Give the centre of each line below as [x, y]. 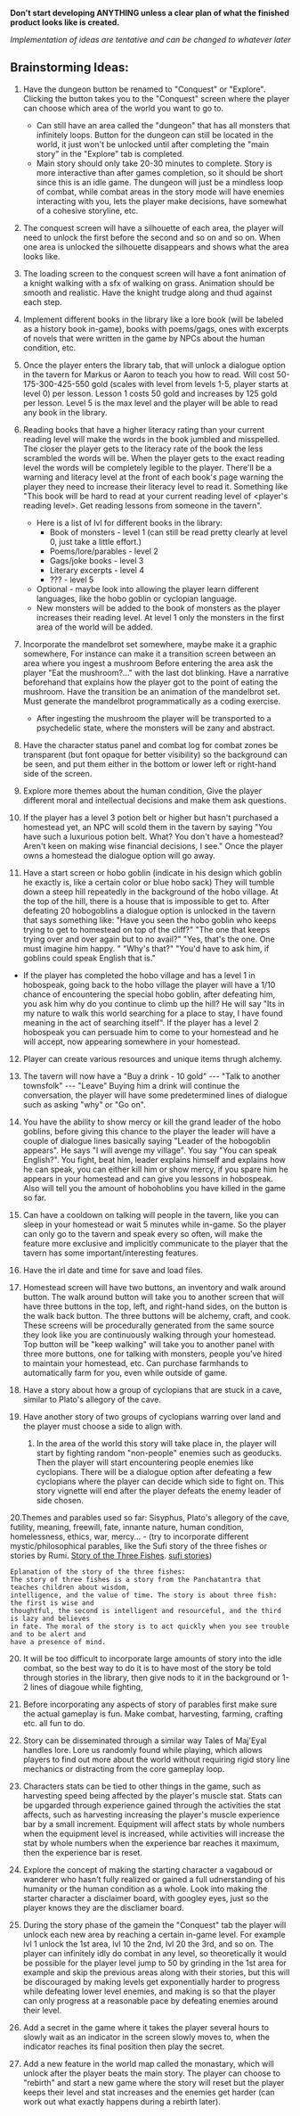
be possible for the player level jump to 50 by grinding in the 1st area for [155, 1963]
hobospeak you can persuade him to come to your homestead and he [151, 1032]
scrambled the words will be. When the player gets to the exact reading [154, 457]
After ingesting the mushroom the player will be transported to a [154, 718]
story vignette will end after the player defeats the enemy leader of [158, 1490]
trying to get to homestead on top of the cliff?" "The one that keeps [146, 929]
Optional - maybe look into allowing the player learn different [147, 589]
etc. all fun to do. [54, 1723]
